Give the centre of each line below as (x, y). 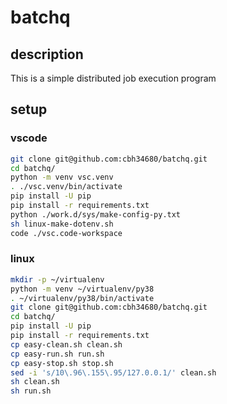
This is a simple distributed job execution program (113, 78)
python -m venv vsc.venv (62, 177)
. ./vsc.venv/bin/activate (66, 187)
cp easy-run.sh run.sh (57, 354)
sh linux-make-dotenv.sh (62, 224)
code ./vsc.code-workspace (66, 233)
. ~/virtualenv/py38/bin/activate (82, 298)
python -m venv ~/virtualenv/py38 (82, 289)
